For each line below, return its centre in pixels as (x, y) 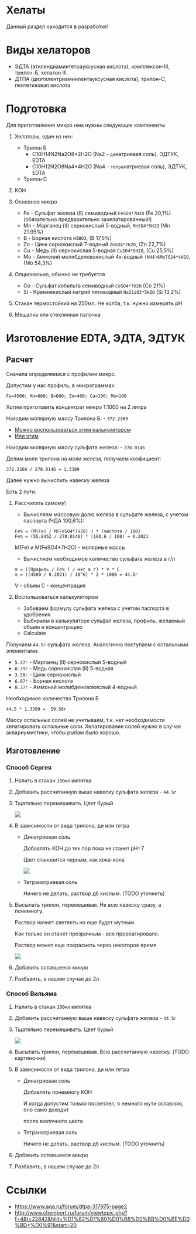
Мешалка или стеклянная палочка (57, 314)
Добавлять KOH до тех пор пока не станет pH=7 (84, 848)
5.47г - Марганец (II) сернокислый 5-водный (71, 662)
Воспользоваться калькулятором (56, 596)
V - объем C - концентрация (50, 585)
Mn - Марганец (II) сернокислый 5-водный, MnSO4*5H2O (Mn (97, 225)
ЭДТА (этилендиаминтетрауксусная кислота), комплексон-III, (92, 66)
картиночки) (30, 1058)
